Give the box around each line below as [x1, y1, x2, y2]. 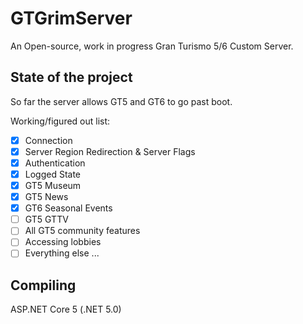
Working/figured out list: [10, 115, 111, 127]
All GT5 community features [24, 225, 141, 237]
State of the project [10, 69, 133, 86]
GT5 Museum [24, 180, 82, 191]
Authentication [24, 157, 86, 169]
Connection [24, 134, 73, 146]
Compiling [10, 277, 77, 294]
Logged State [24, 168, 82, 180]
